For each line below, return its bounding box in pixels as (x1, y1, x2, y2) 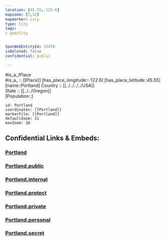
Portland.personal (5, 216, 51, 223)
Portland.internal (5, 176, 48, 183)
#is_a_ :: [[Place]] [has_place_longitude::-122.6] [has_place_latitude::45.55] (5, 77, 161, 83)
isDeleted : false (5, 49, 42, 54)
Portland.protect (5, 189, 47, 196)
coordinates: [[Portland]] (5, 107, 62, 112)
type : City (5, 21, 28, 27)
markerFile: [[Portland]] (5, 111, 59, 116)
